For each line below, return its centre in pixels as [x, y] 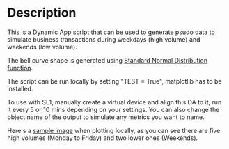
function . [20, 68]
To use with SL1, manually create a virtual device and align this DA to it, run [114, 102]
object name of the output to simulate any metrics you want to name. [106, 117]
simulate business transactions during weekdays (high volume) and [104, 39]
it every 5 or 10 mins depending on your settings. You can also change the [113, 109]
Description [42, 13]
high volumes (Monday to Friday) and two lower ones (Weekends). [103, 138]
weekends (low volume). [42, 47]
